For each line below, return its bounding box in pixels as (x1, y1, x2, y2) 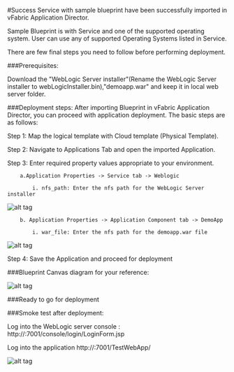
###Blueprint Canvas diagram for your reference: (7, 269, 149, 276)
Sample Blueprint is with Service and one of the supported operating (7, 27, 205, 35)
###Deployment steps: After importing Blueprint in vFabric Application (7, 103, 210, 111)
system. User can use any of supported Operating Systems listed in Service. (7, 34, 227, 43)
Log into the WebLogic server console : (7, 322, 121, 331)
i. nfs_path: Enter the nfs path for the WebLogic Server (32, 185, 205, 192)
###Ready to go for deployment (7, 295, 100, 303)
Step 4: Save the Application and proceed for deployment (7, 255, 173, 263)
